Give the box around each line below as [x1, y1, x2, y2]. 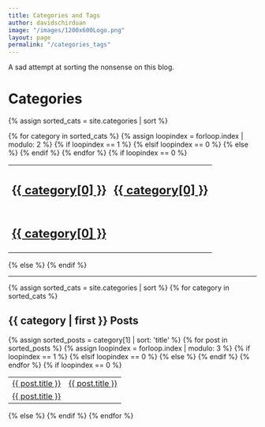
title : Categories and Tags [8, 11, 101, 20]
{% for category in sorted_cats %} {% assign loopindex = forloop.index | [8, 132, 244, 141]
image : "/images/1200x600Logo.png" [8, 26, 125, 34]
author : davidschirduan [8, 19, 87, 27]
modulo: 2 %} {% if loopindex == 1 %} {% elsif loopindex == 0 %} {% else [8, 139, 248, 150]
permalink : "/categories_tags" [8, 41, 111, 49]
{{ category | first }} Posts [8, 314, 140, 328]
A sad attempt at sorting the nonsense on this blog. [8, 62, 175, 72]
